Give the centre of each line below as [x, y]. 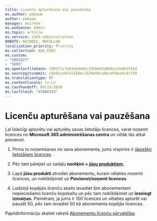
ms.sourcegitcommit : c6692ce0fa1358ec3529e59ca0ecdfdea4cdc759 [71, 74]
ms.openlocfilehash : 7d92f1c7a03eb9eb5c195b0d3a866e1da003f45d [71, 69]
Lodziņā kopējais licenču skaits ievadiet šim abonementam [71, 188]
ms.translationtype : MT [29, 78]
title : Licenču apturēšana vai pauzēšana [48, 10]
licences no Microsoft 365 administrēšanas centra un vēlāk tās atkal [75, 135]
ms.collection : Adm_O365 [30, 50]
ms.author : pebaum [24, 14]
